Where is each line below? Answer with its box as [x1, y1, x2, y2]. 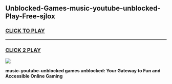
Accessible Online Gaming [5, 73, 63, 79]
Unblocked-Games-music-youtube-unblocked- [5, 4, 161, 13]
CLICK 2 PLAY [5, 46, 41, 53]
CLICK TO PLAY [5, 27, 45, 35]
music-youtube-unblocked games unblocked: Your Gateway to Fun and [5, 67, 161, 73]
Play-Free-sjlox [5, 12, 55, 21]
